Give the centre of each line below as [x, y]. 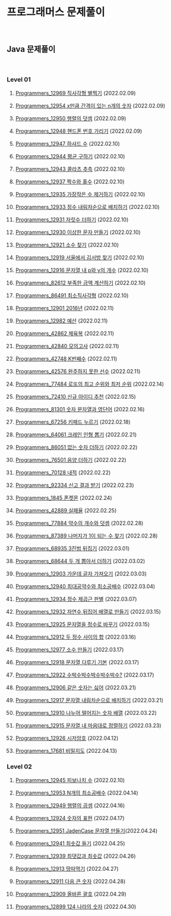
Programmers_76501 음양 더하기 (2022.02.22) [71, 460]
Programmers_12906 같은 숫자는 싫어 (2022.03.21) [76, 687]
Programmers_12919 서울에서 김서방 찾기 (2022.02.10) [80, 258]
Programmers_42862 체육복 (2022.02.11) [65, 333]
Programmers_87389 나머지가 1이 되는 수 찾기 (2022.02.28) [86, 536]
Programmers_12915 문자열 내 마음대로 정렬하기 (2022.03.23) [88, 726]
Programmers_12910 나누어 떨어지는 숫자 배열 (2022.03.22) [86, 713]
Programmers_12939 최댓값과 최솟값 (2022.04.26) [75, 856]
